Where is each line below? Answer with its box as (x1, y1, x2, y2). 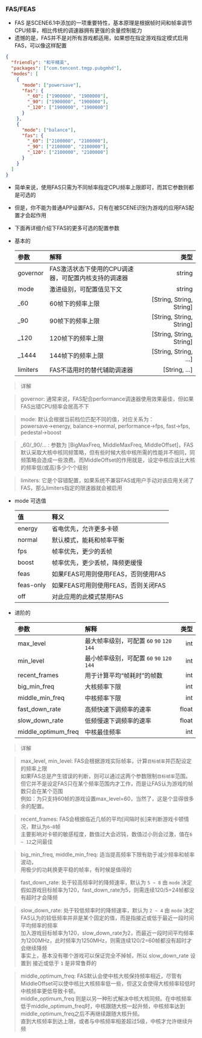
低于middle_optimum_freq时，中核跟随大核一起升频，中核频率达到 (20, 1002, 185, 1010)
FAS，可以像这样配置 (14, 42, 67, 49)
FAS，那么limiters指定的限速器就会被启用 (20, 484, 123, 491)
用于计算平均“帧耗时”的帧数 (84, 671, 163, 680)
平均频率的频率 (20, 922, 58, 929)
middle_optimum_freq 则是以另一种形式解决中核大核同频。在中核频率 (20, 995, 192, 1002)
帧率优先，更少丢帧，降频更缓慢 (51, 558, 143, 567)
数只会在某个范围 (20, 787, 63, 795)
